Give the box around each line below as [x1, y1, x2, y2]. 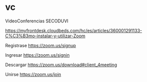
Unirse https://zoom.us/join [5, 71, 61, 77]
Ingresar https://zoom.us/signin [5, 52, 70, 58]
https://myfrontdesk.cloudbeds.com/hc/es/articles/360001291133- [5, 27, 142, 33]
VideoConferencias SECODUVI [5, 18, 69, 24]
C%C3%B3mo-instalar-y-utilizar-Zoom [5, 33, 86, 39]
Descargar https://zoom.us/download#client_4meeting [5, 62, 117, 68]
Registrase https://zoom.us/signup [5, 42, 76, 48]
